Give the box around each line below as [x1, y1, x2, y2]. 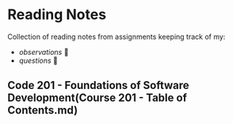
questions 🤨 [18, 56, 59, 65]
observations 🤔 [18, 47, 69, 56]
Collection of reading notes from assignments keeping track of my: [7, 32, 226, 41]
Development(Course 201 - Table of [7, 91, 187, 105]
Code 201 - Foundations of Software [7, 79, 189, 92]
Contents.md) [7, 103, 78, 117]
